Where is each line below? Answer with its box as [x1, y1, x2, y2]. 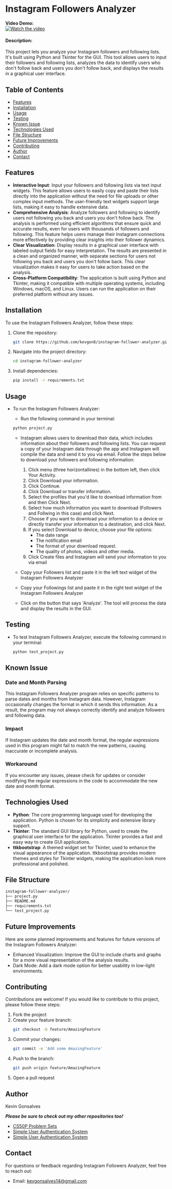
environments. [12, 968, 44, 974]
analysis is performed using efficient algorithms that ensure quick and [12, 220, 161, 226]
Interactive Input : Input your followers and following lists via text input [12, 182, 162, 188]
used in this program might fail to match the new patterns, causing [5, 742, 146, 748]
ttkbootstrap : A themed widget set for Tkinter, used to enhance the [12, 844, 156, 850]
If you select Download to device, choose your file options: [28, 527, 153, 533]
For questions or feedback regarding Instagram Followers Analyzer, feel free [5, 1162, 167, 1168]
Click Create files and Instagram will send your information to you [28, 554, 167, 560]
